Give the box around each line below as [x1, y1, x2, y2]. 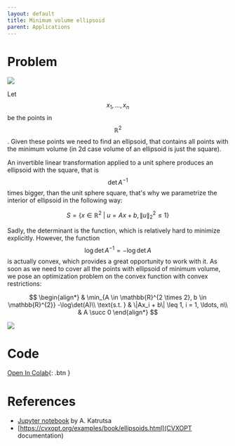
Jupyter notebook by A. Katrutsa [17, 417, 112, 425]
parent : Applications [7, 23, 71, 30]
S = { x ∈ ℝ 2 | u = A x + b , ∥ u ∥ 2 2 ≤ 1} [66, 210, 170, 221]
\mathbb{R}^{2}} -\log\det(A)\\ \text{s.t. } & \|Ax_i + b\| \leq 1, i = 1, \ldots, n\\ [8, 300, 228, 309]
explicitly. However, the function [7, 233, 100, 242]
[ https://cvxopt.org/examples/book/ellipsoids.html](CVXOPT [17, 424, 192, 433]
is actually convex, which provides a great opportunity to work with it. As [7, 257, 217, 265]
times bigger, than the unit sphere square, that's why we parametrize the [7, 189, 217, 197]
